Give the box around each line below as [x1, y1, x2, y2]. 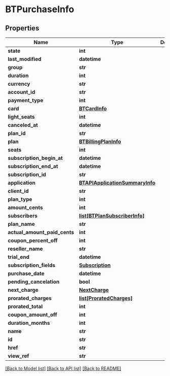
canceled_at [8, 122, 38, 128]
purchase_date [8, 270, 45, 277]
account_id [8, 89, 35, 95]
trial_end [8, 254, 29, 260]
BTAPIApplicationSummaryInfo [79, 179, 156, 186]
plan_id [8, 130, 26, 136]
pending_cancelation [8, 278, 60, 285]
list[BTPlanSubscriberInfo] [79, 212, 145, 219]
